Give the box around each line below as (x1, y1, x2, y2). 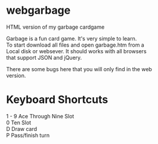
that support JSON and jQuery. (6, 54, 82, 61)
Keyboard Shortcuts (6, 93, 109, 106)
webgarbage (6, 4, 71, 17)
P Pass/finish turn (6, 131, 49, 139)
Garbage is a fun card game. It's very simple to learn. (6, 35, 137, 42)
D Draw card (6, 125, 38, 132)
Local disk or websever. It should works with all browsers (6, 47, 147, 54)
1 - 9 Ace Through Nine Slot (6, 112, 75, 120)
